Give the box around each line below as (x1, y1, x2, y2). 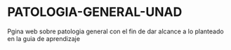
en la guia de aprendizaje (7, 34, 81, 42)
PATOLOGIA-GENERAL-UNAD (7, 4, 183, 20)
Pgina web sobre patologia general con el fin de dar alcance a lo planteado (7, 27, 224, 35)
